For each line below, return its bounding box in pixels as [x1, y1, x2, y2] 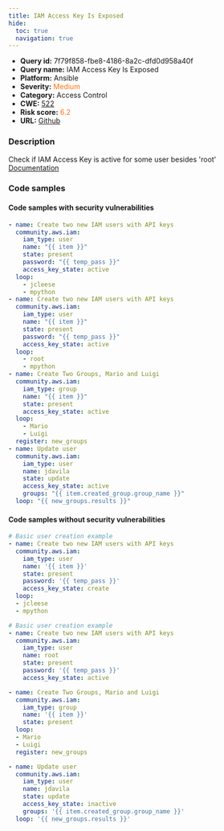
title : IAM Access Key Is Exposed [8, 11, 124, 20]
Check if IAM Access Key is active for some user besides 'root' [8, 154, 217, 164]
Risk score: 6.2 [19, 108, 71, 117]
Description [8, 136, 55, 147]
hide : [8, 19, 26, 27]
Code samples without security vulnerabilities [8, 514, 166, 524]
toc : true [15, 27, 48, 35]
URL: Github [19, 116, 61, 125]
